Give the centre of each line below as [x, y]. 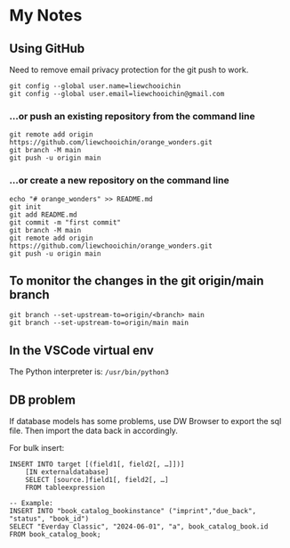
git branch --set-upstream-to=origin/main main [99, 323]
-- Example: [31, 503]
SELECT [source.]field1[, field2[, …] [97, 480]
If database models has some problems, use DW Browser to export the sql [145, 421]
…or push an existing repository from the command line [132, 116]
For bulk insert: [37, 448]
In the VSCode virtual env [81, 350]
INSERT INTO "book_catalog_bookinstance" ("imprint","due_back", [133, 511]
